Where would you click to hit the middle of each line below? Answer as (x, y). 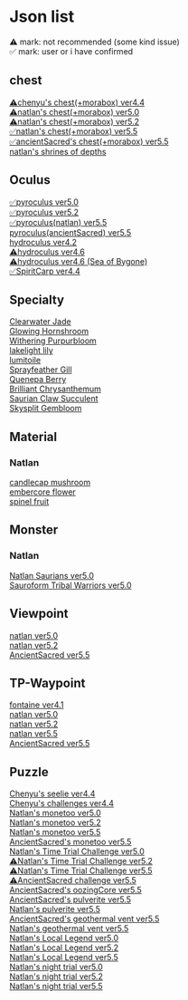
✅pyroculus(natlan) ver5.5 (58, 222)
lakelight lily (32, 351)
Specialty (37, 299)
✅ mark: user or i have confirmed (71, 51)
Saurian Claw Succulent (54, 399)
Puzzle (29, 772)
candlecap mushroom (50, 483)
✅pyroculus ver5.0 (44, 202)
